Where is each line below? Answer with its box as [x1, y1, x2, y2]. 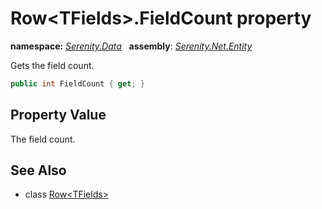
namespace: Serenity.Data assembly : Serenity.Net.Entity [10, 40, 253, 52]
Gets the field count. [10, 59, 95, 71]
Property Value [10, 107, 107, 124]
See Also [10, 162, 67, 179]
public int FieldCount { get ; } [10, 78, 145, 89]
